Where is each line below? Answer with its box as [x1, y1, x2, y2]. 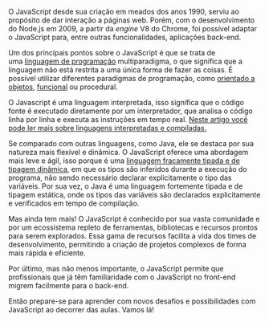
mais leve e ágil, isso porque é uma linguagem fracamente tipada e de [8, 156, 241, 165]
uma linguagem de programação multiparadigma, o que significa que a [8, 56, 243, 66]
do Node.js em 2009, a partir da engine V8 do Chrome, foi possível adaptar [8, 24, 258, 33]
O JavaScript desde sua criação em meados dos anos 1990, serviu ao [8, 7, 239, 16]
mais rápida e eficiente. [8, 248, 86, 258]
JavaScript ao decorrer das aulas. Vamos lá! [8, 305, 154, 314]
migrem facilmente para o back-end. [8, 281, 129, 290]
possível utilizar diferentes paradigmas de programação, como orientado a [8, 74, 255, 83]
